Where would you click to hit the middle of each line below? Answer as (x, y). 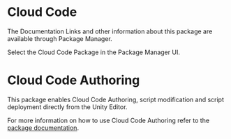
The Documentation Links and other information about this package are (110, 31)
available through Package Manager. (60, 38)
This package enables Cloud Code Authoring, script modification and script (116, 99)
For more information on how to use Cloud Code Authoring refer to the (109, 120)
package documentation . (43, 128)
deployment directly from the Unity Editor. (67, 107)
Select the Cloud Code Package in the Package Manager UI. (94, 52)
